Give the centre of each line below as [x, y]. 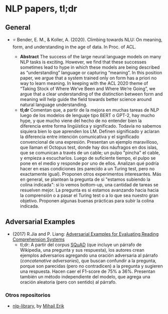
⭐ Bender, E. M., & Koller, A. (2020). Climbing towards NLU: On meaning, [87, 40]
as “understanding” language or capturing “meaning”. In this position [91, 73]
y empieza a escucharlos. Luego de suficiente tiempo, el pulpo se [88, 158]
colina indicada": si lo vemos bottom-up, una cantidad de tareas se [89, 185]
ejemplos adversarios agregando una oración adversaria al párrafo [89, 255]
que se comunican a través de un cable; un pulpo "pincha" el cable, [90, 153]
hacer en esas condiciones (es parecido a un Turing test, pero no [87, 169]
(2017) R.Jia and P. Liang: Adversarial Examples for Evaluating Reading [86, 234]
